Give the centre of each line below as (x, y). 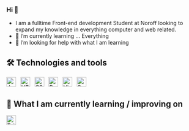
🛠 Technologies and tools (57, 63)
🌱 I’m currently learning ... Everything (62, 36)
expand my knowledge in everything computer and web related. (96, 29)
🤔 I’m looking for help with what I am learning (72, 43)
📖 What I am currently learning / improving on (95, 104)
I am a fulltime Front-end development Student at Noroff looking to (99, 23)
